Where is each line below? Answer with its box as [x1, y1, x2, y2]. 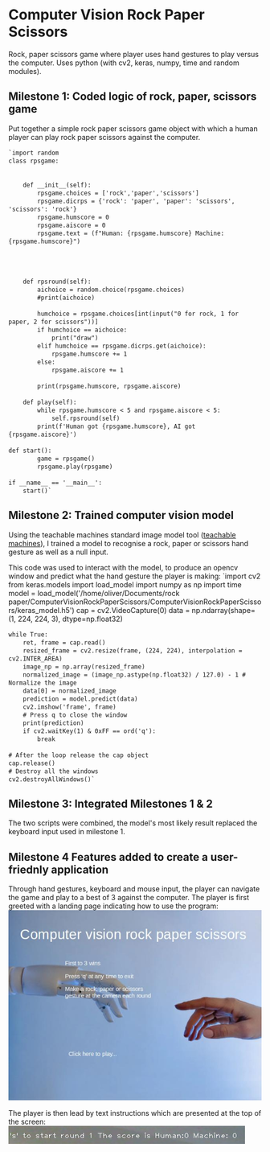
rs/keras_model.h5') [8, 605, 75, 615]
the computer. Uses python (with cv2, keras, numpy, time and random [8, 58, 239, 68]
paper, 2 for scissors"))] [8, 318, 99, 326]
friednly [8, 862, 50, 876]
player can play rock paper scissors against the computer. [8, 132, 201, 142]
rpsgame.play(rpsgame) [37, 463, 113, 471]
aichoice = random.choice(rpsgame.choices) [37, 286, 185, 294]
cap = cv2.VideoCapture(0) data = [76, 605, 190, 615]
